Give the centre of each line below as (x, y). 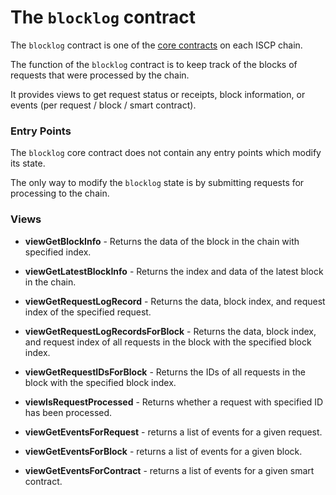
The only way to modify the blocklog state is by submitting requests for (157, 183)
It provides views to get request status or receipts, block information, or (158, 94)
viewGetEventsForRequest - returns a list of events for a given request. (173, 432)
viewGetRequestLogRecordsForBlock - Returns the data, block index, (170, 331)
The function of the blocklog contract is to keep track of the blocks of (154, 64)
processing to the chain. (60, 193)
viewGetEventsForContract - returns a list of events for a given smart (169, 470)
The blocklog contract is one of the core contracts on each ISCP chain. (156, 45)
